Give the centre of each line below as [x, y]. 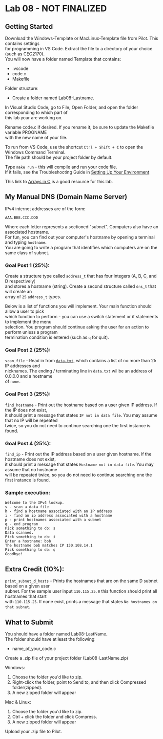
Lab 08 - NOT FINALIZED [56, 9]
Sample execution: [28, 493]
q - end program [21, 524]
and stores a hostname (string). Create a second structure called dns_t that [81, 286]
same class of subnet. [27, 253]
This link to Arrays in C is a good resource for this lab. [59, 182]
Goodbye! [14, 554]
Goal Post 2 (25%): [28, 350]
